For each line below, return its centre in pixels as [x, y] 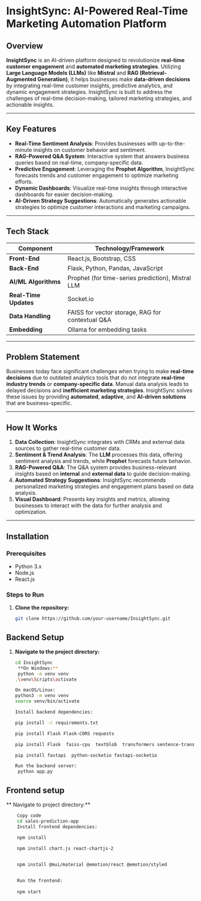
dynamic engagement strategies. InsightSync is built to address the [89, 92]
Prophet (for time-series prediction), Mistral [130, 278]
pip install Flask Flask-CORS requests [65, 733]
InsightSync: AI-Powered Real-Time [97, 11]
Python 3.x [28, 566]
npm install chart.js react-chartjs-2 [65, 849]
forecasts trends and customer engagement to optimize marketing [96, 175]
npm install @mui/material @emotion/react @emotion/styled [92, 865]
